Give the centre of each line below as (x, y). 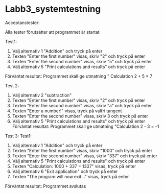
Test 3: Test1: (18, 136)
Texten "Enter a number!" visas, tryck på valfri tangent (67, 111)
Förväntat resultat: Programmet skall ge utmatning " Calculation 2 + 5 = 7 (79, 76)
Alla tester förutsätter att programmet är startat (52, 32)
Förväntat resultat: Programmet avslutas (46, 186)
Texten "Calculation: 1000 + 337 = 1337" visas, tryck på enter (74, 166)
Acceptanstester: (23, 23)
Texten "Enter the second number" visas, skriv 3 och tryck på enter (80, 116)
